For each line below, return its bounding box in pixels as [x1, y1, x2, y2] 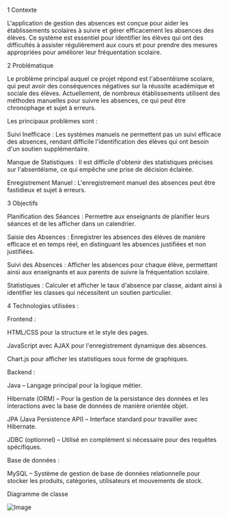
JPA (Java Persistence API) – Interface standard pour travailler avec [7, 415, 198, 423]
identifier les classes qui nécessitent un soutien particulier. [7, 289, 172, 296]
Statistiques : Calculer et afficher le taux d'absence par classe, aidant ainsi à [7, 281, 222, 289]
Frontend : [7, 315, 36, 323]
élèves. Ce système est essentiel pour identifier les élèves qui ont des [7, 34, 204, 42]
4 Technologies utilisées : [7, 302, 79, 310]
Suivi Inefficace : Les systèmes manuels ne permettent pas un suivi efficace [7, 130, 221, 138]
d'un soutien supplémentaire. [7, 145, 90, 153]
